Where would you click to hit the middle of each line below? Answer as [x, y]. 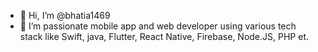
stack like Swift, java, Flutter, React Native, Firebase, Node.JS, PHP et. [164, 36]
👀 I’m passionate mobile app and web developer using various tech [158, 26]
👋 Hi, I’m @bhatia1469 [65, 15]
